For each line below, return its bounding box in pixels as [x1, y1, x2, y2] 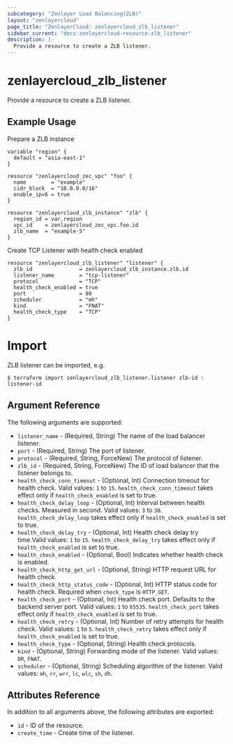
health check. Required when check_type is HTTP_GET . [17, 588, 170, 596]
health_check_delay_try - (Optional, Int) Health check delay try [17, 528, 199, 537]
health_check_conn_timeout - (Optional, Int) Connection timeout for [17, 476, 209, 484]
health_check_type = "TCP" [13, 308, 101, 315]
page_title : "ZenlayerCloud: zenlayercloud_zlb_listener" [7, 23, 179, 30]
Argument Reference [7, 400, 100, 411]
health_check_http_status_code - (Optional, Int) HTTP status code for [17, 580, 218, 588]
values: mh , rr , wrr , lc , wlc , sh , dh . [17, 669, 113, 678]
